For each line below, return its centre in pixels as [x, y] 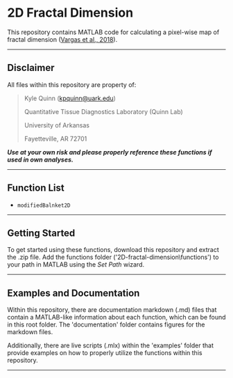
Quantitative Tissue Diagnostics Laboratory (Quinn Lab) [104, 111]
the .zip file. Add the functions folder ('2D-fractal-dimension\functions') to [113, 257]
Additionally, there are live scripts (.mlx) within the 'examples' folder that [110, 345]
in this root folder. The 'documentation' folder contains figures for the [106, 324]
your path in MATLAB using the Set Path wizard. [76, 265]
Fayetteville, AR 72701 [55, 139]
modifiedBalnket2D [44, 205]
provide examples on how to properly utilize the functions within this [105, 353]
